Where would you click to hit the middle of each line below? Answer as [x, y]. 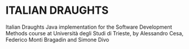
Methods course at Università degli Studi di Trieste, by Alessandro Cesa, [94, 33]
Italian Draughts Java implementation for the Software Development [89, 27]
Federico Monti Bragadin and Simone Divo [58, 39]
